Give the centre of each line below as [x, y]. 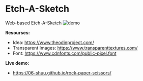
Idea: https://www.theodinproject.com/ [53, 42]
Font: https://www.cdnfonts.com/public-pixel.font [65, 53]
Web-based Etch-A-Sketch [34, 23]
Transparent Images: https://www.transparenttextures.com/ [75, 48]
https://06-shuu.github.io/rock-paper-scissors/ [62, 73]
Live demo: [17, 63]
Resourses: [18, 32]
